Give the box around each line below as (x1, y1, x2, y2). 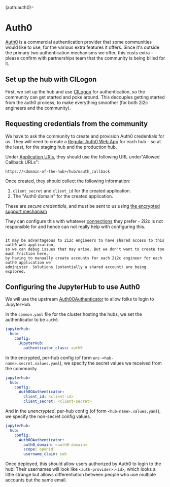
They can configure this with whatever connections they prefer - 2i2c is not (5, 218, 163, 224)
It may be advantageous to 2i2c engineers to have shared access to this (5, 238, 165, 243)
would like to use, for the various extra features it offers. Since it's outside (5, 44, 160, 50)
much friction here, (5, 251, 49, 256)
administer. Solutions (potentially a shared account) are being (5, 264, 146, 270)
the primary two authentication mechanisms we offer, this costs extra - (5, 49, 153, 55)
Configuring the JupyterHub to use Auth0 (5, 282, 141, 291)
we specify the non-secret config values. (5, 413, 91, 419)
